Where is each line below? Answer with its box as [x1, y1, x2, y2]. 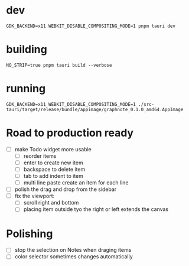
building [6, 43, 47, 56]
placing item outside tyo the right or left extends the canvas [23, 206, 169, 213]
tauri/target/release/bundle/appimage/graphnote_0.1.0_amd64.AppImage [6, 106, 184, 112]
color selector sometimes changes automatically [14, 253, 133, 260]
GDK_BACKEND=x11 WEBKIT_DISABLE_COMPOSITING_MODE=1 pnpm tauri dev [6, 23, 176, 29]
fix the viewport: [14, 193, 55, 200]
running [6, 82, 46, 95]
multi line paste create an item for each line [23, 179, 129, 186]
